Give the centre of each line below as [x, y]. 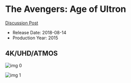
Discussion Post [22, 23]
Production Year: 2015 [35, 38]
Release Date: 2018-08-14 [39, 32]
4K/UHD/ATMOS [31, 53]
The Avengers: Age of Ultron [66, 9]
